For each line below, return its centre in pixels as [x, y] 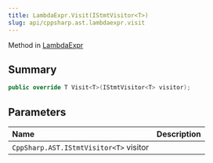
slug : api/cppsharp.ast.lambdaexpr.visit [77, 23]
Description [179, 134]
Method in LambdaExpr [46, 45]
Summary [32, 69]
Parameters [37, 112]
